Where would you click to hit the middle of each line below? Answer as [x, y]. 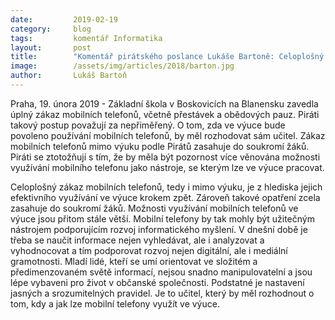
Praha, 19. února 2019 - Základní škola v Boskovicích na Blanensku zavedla [164, 103]
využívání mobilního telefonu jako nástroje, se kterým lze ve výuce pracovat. [167, 167]
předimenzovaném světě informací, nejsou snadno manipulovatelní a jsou [161, 272]
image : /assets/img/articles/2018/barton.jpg [122, 66]
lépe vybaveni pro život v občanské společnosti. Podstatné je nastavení [157, 282]
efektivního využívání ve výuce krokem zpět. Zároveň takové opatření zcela [165, 197]
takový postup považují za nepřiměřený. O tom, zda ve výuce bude [148, 125]
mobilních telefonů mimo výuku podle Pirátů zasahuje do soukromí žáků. [160, 146]
